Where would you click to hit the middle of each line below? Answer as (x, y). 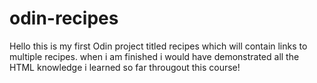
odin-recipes (64, 18)
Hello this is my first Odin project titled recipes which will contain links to (158, 46)
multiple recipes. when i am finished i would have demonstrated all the (154, 56)
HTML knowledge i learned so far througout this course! (125, 67)
